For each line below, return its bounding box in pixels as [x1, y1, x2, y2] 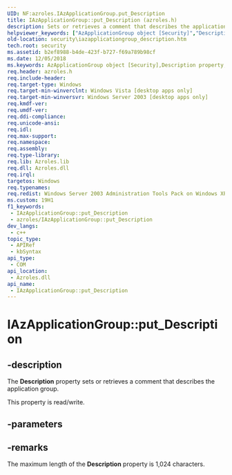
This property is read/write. [7, 398, 85, 406]
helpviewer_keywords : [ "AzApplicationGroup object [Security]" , [7, 29, 196, 37]
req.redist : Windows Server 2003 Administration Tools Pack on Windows [7, 190, 217, 197]
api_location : [7, 267, 48, 274]
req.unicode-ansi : [7, 119, 60, 127]
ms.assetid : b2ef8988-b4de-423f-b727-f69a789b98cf [7, 49, 156, 56]
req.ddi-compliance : [7, 113, 67, 120]
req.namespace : [7, 139, 51, 146]
